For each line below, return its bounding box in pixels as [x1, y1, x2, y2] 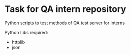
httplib [11, 39, 25, 45]
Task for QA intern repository [4, 3, 126, 15]
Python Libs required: [4, 29, 48, 35]
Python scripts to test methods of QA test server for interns [4, 20, 125, 26]
